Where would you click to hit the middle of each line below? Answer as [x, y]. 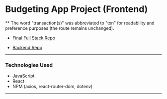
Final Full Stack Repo [34, 38]
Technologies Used [29, 65]
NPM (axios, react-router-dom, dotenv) [52, 87]
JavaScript [23, 76]
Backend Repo [27, 47]
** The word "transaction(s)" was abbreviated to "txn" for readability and [80, 23]
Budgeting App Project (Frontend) [77, 9]
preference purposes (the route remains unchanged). [60, 28]
